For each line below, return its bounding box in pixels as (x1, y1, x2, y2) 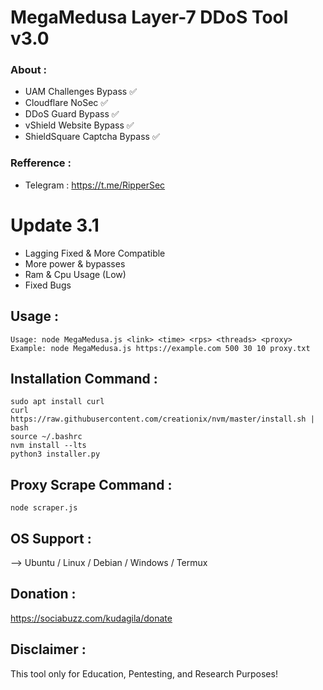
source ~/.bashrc (10, 432, 83, 442)
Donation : (10, 586, 77, 603)
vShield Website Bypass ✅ (24, 119, 135, 131)
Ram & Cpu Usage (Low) (24, 268, 127, 280)
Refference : (10, 156, 72, 170)
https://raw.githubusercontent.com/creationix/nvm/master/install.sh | (10, 414, 315, 425)
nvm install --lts (10, 441, 87, 451)
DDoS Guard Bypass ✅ (24, 108, 120, 120)
